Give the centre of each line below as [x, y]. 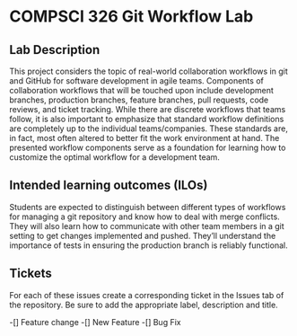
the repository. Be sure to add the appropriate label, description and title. [144, 305]
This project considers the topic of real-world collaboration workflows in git [149, 71]
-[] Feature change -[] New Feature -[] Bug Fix [95, 322]
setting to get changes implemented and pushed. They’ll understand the [143, 235]
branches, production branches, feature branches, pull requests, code [139, 100]
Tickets [31, 274]
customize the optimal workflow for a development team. [114, 157]
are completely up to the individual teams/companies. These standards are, [149, 128]
